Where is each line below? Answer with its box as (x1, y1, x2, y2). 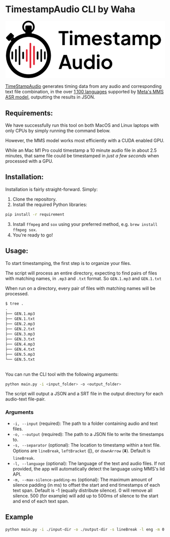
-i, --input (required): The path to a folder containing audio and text (12, 420, 158, 426)
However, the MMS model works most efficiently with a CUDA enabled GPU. (5, 138, 164, 144)
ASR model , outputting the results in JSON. (5, 94, 95, 100)
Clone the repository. (12, 196, 57, 202)
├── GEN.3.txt (5, 337, 36, 342)
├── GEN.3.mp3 (5, 331, 36, 337)
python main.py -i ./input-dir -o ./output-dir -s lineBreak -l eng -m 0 (5, 527, 165, 532)
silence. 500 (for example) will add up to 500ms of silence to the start (12, 492, 159, 498)
